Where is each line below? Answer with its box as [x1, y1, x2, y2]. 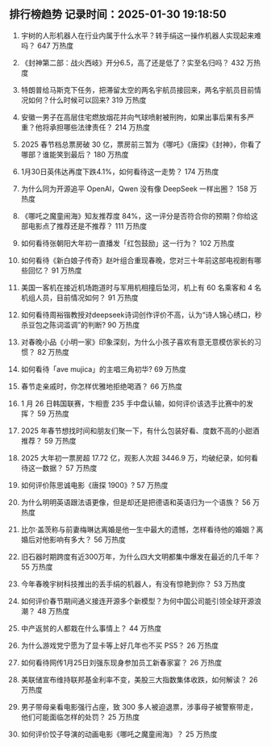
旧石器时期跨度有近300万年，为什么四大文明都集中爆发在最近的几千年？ [20, 552, 261, 561]
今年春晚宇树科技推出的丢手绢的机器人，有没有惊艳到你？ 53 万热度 [20, 579, 246, 589]
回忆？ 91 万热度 [27, 265, 83, 275]
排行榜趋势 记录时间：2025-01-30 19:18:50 [9, 7, 227, 22]
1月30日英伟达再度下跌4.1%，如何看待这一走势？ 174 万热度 [20, 166, 219, 176]
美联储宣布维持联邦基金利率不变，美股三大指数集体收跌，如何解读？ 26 [20, 674, 258, 684]
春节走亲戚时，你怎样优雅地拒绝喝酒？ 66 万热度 [20, 381, 183, 391]
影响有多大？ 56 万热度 [48, 535, 126, 544]
